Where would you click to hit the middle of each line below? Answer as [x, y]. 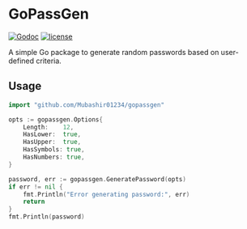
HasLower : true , [52, 134]
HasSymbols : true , [54, 150]
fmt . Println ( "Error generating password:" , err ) [106, 194]
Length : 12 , [49, 127]
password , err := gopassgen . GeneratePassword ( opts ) [97, 179]
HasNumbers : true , [54, 157]
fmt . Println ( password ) [47, 217]
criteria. [49, 61]
